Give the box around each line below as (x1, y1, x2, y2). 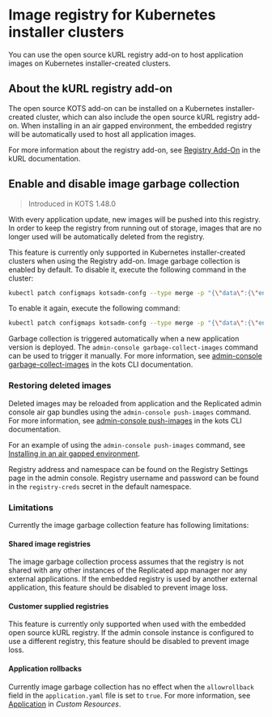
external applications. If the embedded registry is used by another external (8, 574, 257, 584)
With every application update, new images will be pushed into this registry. (8, 214, 261, 224)
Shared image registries (8, 539, 91, 548)
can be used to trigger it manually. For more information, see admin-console (8, 351, 263, 361)
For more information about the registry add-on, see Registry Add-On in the (8, 144, 261, 155)
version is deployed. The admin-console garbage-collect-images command (8, 342, 258, 352)
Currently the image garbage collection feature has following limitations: (8, 520, 249, 530)
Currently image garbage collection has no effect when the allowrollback (8, 681, 255, 691)
